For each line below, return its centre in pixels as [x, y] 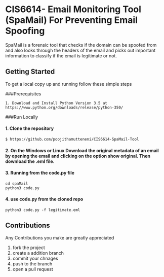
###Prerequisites [23, 94]
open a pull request [33, 269]
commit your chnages [35, 258]
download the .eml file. [30, 161]
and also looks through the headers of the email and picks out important [80, 50]
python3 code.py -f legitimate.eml [43, 210]
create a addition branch [38, 253]
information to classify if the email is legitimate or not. [61, 56]
